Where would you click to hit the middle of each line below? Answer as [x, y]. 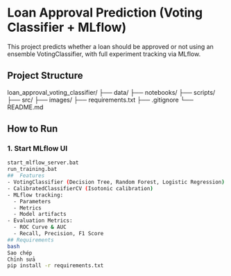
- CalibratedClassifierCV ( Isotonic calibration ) [80, 188]
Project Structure [45, 76]
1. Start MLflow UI [37, 149]
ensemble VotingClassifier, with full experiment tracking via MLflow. [104, 54]
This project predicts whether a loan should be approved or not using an [110, 46]
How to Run [33, 129]
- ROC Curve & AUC [40, 227]
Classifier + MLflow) [67, 27]
